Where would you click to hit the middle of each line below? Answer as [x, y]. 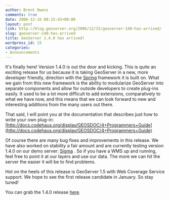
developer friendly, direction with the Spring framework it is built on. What [82, 77]
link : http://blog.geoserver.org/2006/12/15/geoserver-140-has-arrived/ [83, 29]
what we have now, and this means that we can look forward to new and [80, 99]
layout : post [19, 24]
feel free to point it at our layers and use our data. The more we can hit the [83, 156]
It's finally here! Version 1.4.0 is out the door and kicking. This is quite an [81, 67]
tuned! [12, 182]
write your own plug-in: [30, 119]
